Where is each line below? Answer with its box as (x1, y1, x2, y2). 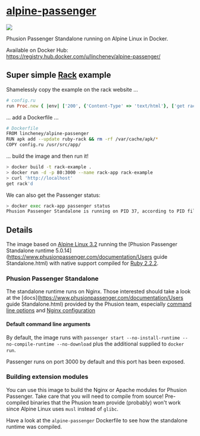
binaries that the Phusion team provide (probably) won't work (30, 399, 181, 406)
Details (6, 225, 33, 235)
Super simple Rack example (6, 70, 111, 80)
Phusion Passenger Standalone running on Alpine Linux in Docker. (6, 34, 168, 42)
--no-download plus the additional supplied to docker (57, 340, 185, 347)
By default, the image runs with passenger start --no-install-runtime (6, 334, 180, 341)
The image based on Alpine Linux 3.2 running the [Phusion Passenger (6, 241, 177, 248)
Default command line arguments (6, 320, 91, 328)
